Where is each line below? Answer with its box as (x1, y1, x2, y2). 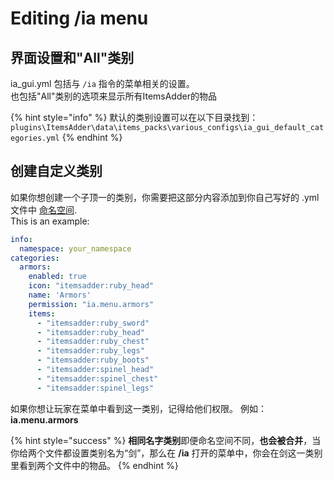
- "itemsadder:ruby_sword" (36, 318, 150, 328)
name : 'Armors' (28, 290, 92, 301)
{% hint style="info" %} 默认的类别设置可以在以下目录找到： (10, 112, 259, 123)
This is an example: (10, 215, 90, 227)
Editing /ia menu (10, 7, 149, 30)
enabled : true (28, 272, 87, 282)
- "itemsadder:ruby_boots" (36, 355, 150, 366)
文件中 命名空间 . (10, 203, 77, 216)
